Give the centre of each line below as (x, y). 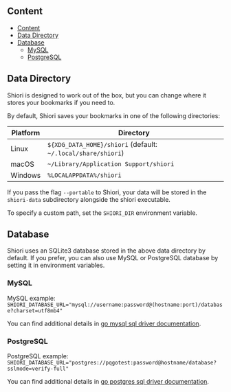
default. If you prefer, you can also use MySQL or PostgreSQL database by (113, 258)
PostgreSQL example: (38, 356)
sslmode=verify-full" (38, 369)
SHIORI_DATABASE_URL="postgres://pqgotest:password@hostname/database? (112, 363)
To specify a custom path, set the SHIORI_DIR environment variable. (102, 213)
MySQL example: (31, 298)
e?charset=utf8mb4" (35, 311)
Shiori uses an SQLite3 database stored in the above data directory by (107, 251)
